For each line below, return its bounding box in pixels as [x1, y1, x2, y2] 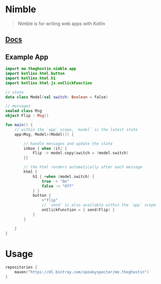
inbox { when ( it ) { [23, 146, 67, 151]
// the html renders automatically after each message [23, 164, 143, 170]
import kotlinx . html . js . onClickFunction [5, 80, 93, 85]
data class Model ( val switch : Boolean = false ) [5, 94, 109, 100]
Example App [5, 53, 48, 61]
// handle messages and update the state [23, 141, 113, 146]
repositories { [5, 265, 38, 270]
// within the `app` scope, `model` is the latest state [14, 127, 138, 132]
